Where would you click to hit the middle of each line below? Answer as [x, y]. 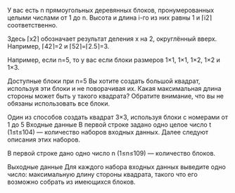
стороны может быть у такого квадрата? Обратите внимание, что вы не [115, 96]
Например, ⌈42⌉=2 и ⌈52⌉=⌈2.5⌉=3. [58, 46]
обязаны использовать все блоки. [59, 104]
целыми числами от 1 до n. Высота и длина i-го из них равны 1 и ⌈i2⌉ [110, 18]
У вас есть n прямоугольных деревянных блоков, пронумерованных [111, 10]
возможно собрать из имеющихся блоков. [71, 182]
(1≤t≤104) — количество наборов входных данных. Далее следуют [108, 132]
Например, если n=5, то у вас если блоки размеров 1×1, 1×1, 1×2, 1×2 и [114, 60]
